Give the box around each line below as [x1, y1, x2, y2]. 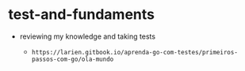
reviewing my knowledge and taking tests [19, 32, 156, 41]
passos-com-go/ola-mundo [31, 55, 114, 63]
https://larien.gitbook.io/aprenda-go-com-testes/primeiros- [31, 48, 238, 56]
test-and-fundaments [8, 6, 155, 24]
